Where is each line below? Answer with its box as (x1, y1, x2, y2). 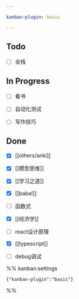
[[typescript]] (14, 240, 48, 247)
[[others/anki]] (14, 152, 51, 159)
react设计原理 (14, 228, 49, 235)
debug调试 (14, 253, 42, 260)
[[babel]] (14, 190, 37, 197)
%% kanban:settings (6, 265, 58, 272)
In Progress (6, 76, 50, 86)
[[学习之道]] (14, 178, 44, 185)
